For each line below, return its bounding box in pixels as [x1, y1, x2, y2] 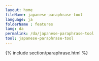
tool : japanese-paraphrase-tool [5, 36, 74, 41]
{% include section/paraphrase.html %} [5, 49, 88, 56]
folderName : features [5, 21, 53, 27]
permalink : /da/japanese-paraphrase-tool [5, 31, 94, 36]
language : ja [5, 17, 33, 22]
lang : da [5, 26, 24, 32]
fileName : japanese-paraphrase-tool [5, 12, 83, 17]
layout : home [5, 7, 33, 13]
